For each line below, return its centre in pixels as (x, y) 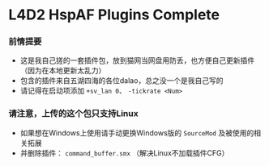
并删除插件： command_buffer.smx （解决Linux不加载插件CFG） (124, 153)
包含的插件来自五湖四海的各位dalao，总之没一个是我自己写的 (122, 81)
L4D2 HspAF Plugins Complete (114, 15)
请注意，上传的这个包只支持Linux (74, 114)
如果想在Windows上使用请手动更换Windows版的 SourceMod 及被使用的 (137, 133)
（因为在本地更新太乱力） (63, 71)
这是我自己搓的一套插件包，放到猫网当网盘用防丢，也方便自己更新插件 (137, 60)
